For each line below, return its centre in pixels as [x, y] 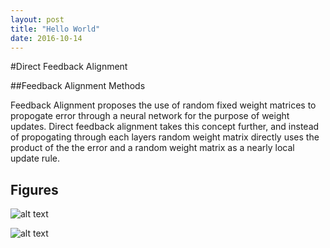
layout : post [37, 19]
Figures [34, 189]
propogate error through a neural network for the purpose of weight [150, 116]
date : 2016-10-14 [46, 38]
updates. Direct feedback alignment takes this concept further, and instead [165, 127]
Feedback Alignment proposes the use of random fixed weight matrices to [163, 105]
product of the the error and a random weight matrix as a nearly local [152, 148]
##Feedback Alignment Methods [78, 86]
